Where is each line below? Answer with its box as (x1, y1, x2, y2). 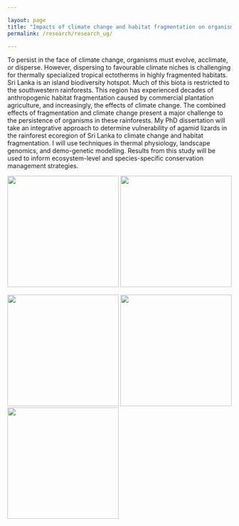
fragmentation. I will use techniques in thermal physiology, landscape (7, 139, 211, 148)
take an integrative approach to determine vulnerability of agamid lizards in (7, 124, 228, 133)
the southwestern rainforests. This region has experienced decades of (7, 86, 214, 95)
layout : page (7, 16, 46, 24)
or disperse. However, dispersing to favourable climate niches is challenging (7, 63, 231, 72)
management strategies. (7, 162, 79, 170)
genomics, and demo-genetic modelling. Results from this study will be (7, 147, 216, 155)
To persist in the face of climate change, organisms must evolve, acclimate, (7, 56, 228, 64)
